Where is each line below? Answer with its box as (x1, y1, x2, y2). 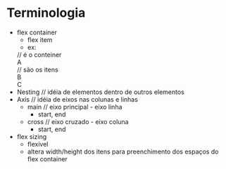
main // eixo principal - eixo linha (27, 102, 123, 111)
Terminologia (6, 5, 86, 21)
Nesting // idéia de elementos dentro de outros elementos (16, 88, 184, 96)
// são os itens (16, 65, 58, 74)
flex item (27, 35, 53, 43)
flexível (27, 140, 49, 148)
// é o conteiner (16, 50, 62, 59)
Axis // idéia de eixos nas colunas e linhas (16, 95, 139, 103)
